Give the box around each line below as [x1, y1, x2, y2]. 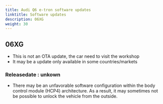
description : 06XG [5, 17, 44, 22]
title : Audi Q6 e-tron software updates [5, 7, 92, 13]
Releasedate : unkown [5, 71, 61, 78]
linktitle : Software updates [5, 12, 66, 17]
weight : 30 [5, 21, 28, 27]
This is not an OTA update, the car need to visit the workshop [12, 53, 140, 59]
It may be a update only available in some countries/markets [12, 59, 137, 65]
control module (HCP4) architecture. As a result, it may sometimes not [12, 88, 158, 94]
